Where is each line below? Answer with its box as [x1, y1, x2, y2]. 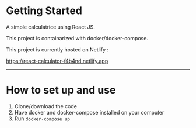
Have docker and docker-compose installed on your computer [14, 109, 164, 116]
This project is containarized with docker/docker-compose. [6, 34, 149, 41]
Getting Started [6, 4, 83, 18]
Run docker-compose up [14, 115, 70, 122]
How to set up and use [6, 84, 116, 97]
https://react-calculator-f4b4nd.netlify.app [6, 57, 108, 64]
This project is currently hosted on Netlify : [6, 46, 109, 53]
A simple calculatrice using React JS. [6, 23, 95, 30]
